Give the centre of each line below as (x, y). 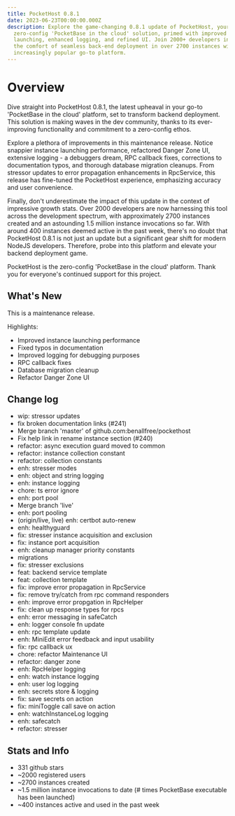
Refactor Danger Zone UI (53, 377)
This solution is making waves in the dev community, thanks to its (101, 122)
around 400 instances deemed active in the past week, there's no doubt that (117, 230)
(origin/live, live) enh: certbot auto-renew (77, 520)
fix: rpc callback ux (45, 647)
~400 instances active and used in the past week (88, 805)
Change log (33, 400)
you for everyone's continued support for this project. (85, 274)
